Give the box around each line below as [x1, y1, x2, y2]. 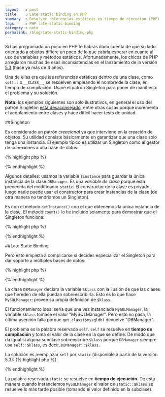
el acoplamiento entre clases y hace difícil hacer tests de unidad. [5, 110, 137, 116]
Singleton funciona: [5, 214, 45, 220]
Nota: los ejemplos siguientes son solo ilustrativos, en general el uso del [5, 99, 152, 105]
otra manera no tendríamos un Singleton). [5, 194, 90, 200]
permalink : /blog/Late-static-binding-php [5, 30, 94, 35]
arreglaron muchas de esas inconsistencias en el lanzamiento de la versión [5, 60, 158, 65]
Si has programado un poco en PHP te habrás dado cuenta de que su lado [5, 44, 156, 49]
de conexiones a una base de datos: [5, 145, 79, 150]
